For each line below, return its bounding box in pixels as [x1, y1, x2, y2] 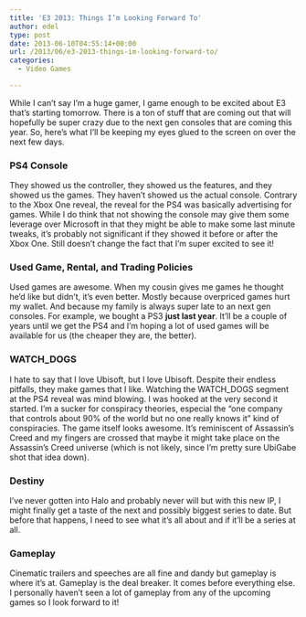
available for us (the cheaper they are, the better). [9, 330, 197, 341]
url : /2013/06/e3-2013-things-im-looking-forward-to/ [9, 48, 219, 57]
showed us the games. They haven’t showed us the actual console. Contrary [9, 189, 298, 201]
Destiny [9, 474, 45, 487]
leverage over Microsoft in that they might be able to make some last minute [9, 218, 295, 229]
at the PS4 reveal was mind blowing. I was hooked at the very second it [9, 393, 279, 404]
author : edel [9, 22, 59, 31]
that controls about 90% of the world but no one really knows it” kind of [9, 412, 280, 423]
